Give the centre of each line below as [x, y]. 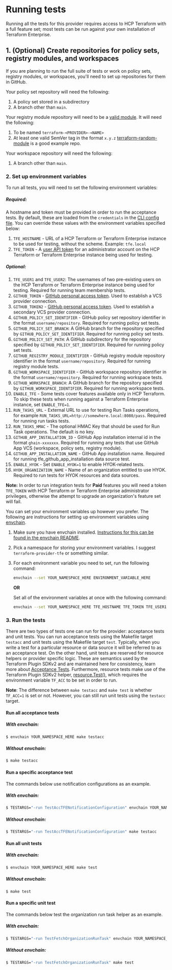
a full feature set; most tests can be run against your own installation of [80, 29]
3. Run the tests [26, 620]
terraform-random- [137, 138]
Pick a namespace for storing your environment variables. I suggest [84, 547]
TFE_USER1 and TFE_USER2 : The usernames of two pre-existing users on [87, 279]
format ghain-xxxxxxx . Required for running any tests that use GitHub [86, 442]
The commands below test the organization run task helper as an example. [84, 914]
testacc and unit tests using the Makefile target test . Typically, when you [83, 642]
